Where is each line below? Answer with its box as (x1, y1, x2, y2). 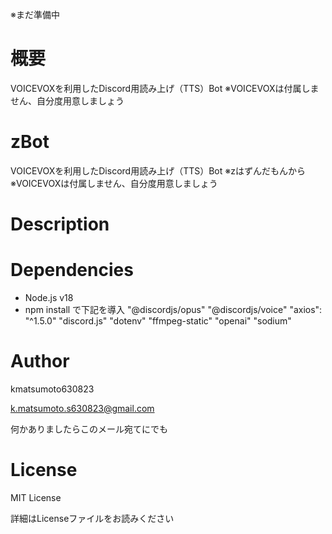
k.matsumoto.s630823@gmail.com (10, 402, 155, 414)
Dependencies (10, 259, 134, 282)
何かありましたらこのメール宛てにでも (10, 423, 168, 435)
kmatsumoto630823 (10, 383, 95, 395)
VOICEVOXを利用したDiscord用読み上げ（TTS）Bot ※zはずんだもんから (10, 164, 306, 177)
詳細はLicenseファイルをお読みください (10, 512, 175, 524)
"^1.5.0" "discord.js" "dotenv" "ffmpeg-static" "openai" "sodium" (24, 315, 292, 327)
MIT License (10, 491, 62, 503)
